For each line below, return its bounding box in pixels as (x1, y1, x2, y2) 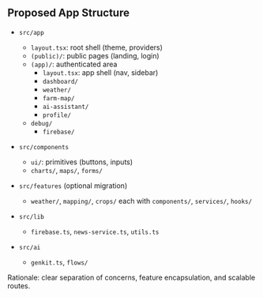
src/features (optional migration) (18, 181, 128, 190)
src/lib (18, 212, 44, 220)
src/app (18, 28, 44, 36)
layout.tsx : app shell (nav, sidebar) (42, 67, 159, 77)
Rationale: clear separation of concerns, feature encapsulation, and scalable (7, 273, 256, 282)
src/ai (18, 243, 41, 251)
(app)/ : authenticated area (30, 59, 118, 69)
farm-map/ (42, 94, 75, 102)
